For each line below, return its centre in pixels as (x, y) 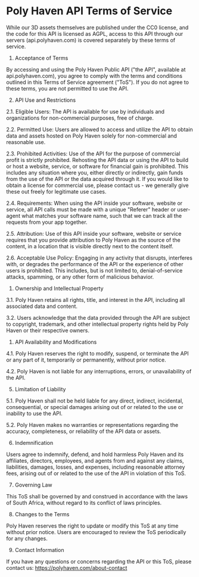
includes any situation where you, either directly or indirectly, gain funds (95, 172)
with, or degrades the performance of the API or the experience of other (95, 264)
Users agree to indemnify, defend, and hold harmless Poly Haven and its (95, 454)
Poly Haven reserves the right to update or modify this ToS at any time (92, 526)
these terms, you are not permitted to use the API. (68, 88)
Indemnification (34, 442)
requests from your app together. (47, 222)
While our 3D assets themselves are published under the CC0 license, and (97, 27)
